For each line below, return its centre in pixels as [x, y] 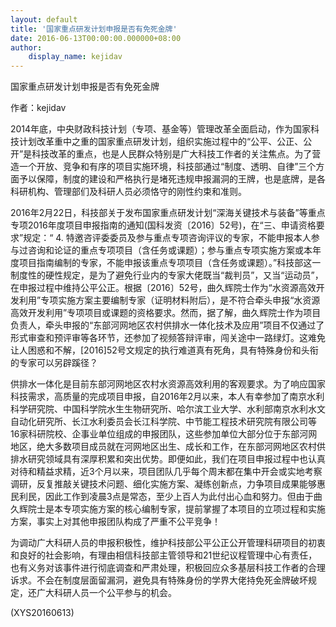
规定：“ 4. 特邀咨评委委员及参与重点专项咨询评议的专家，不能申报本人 [167, 238]
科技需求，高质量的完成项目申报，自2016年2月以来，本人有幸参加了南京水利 [167, 397]
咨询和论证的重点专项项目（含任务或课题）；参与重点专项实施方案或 [165, 250]
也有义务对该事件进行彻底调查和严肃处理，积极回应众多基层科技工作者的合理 [168, 568]
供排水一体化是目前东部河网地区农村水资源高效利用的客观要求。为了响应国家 [168, 384]
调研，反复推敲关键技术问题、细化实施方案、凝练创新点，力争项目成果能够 [163, 484]
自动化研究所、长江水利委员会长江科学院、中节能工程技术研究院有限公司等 [163, 422]
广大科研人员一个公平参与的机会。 [106, 593]
